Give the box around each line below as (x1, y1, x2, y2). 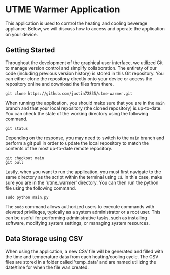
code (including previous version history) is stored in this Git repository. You (5, 70, 164, 76)
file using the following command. (5, 185, 76, 191)
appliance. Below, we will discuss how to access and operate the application (5, 25, 165, 32)
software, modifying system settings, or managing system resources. (5, 220, 150, 226)
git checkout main (5, 155, 44, 161)
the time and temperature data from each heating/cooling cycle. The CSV (5, 253, 159, 260)
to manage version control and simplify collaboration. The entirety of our (5, 65, 157, 71)
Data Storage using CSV (5, 235, 83, 243)
